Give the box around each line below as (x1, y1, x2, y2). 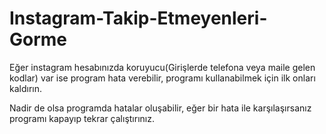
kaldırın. (9, 82, 43, 94)
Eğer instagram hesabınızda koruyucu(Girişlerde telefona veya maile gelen (9, 61, 316, 73)
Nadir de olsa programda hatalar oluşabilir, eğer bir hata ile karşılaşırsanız (9, 102, 312, 114)
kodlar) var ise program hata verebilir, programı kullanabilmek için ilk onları (9, 72, 316, 84)
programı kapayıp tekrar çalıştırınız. (9, 112, 155, 124)
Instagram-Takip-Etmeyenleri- (9, 7, 268, 30)
